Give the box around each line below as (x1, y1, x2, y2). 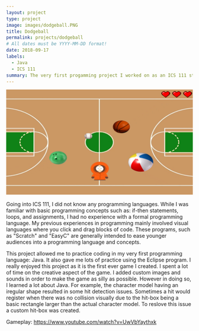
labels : (6, 53, 25, 59)
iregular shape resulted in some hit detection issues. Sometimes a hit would (6, 288, 191, 295)
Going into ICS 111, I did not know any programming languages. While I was (6, 200, 189, 207)
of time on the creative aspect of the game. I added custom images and (6, 269, 181, 276)
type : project (6, 15, 41, 22)
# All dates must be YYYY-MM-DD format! (6, 41, 108, 47)
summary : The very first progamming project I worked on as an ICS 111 (6, 72, 187, 78)
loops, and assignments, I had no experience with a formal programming (6, 213, 183, 220)
